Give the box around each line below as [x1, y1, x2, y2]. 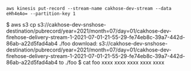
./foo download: [58, 40, 98, 47]
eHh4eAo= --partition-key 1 [6, 11, 76, 17]
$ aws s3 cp [6, 21, 37, 28]
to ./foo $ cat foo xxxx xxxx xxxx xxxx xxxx [58, 59, 165, 66]
